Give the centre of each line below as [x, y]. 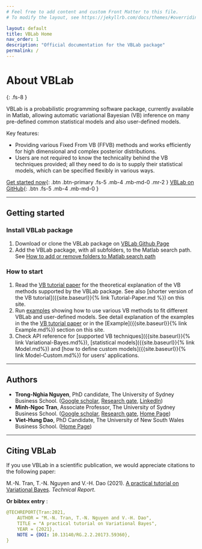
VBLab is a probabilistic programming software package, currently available [100, 108]
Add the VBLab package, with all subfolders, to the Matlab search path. [103, 250]
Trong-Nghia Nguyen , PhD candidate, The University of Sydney [94, 394]
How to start [25, 271]
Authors [22, 380]
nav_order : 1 [23, 40]
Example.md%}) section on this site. [60, 329]
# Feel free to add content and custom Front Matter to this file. [93, 12]
